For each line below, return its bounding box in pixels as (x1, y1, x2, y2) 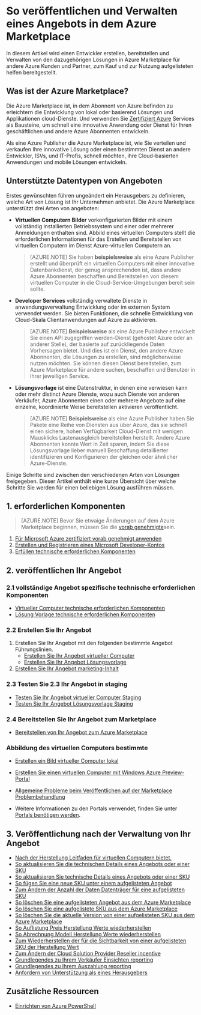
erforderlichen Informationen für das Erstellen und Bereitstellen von (14, 235, 182, 243)
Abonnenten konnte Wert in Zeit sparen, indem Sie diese (29, 440, 170, 447)
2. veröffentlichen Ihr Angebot (6, 565, 122, 575)
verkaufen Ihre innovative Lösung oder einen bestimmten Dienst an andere (6, 145, 191, 153)
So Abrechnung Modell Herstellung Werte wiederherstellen (14, 931, 161, 938)
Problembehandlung (14, 793, 65, 801)
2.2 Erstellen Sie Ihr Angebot (6, 626, 92, 634)
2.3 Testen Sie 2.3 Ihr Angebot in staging (6, 680, 128, 688)
